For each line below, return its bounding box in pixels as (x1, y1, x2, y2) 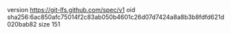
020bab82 (7, 20, 37, 28)
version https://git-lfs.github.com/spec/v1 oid (7, 6, 136, 14)
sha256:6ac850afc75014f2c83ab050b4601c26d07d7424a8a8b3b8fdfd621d (7, 13, 225, 21)
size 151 (38, 20, 61, 28)
